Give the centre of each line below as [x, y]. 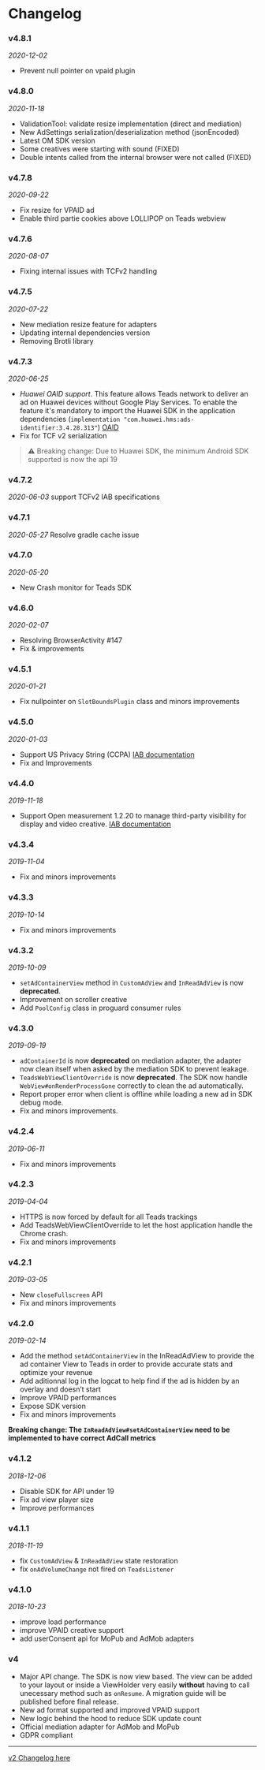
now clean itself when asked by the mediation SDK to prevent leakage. [134, 1069]
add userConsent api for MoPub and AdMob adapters [107, 1639]
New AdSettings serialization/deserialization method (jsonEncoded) [129, 132]
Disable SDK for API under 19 [67, 1491]
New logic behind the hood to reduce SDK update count [110, 1718]
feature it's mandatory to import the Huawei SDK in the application [127, 410]
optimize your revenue [56, 1373]
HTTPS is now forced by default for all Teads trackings [108, 1217]
